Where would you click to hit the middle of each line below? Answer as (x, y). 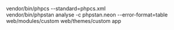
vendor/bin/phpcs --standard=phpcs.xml (56, 9)
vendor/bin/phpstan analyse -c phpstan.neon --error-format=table (87, 15)
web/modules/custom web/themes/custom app (64, 21)
